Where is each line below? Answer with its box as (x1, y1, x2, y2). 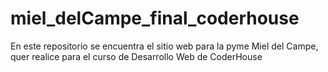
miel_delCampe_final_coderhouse (10, 7, 300, 30)
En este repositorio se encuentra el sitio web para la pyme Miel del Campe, (10, 40, 319, 52)
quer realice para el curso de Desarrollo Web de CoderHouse (10, 50, 263, 62)
